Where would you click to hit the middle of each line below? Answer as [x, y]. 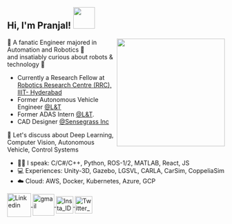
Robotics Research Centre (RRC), [64, 85]
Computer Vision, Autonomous [51, 142]
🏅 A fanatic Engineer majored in [52, 42]
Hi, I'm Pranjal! [39, 26]
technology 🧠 [26, 64]
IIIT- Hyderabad [39, 92]
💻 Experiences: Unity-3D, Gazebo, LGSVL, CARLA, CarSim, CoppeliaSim [121, 170]
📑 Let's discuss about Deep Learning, [60, 134]
